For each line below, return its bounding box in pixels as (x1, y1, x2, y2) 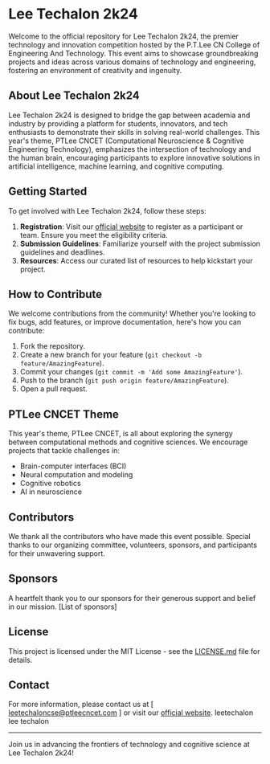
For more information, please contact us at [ (8, 700, 154, 709)
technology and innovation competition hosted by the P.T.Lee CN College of (8, 39, 260, 49)
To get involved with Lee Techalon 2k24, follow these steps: (8, 206, 207, 215)
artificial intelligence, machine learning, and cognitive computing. (8, 161, 225, 171)
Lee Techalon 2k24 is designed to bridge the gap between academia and (8, 110, 251, 120)
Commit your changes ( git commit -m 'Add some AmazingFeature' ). (19, 367, 243, 377)
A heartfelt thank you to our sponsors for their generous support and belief (8, 593, 256, 603)
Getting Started (8, 185, 88, 198)
